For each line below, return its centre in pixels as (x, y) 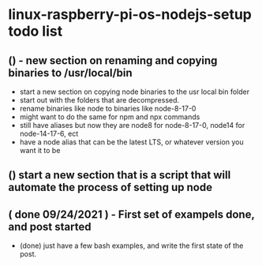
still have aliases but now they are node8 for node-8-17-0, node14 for (132, 125)
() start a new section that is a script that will (120, 175)
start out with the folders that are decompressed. (99, 100)
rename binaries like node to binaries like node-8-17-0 (108, 109)
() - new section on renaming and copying (113, 60)
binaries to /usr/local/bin (70, 73)
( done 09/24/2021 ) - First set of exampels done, (131, 214)
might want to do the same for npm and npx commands (110, 117)
